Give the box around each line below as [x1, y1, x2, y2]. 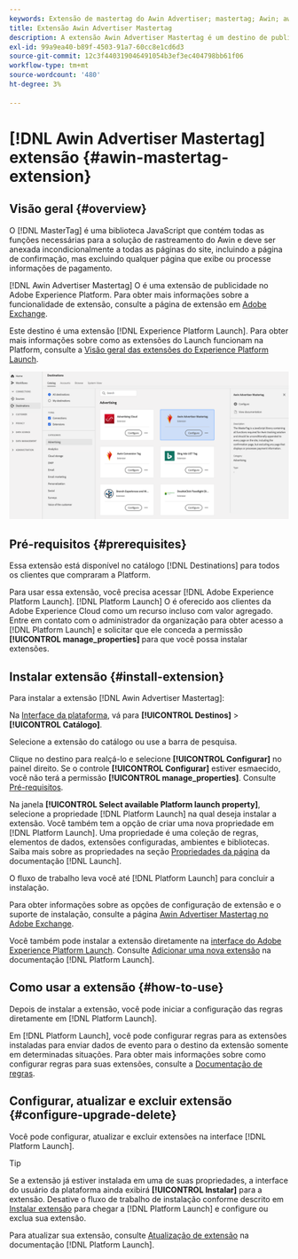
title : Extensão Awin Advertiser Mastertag [9, 23, 173, 33]
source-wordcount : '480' [9, 71, 101, 80]
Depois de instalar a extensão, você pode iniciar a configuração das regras [9, 1003, 284, 1014]
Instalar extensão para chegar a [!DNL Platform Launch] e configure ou [9, 1203, 269, 1214]
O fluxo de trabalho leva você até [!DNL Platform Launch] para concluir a [9, 873, 275, 884]
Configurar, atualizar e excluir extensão [9, 1094, 232, 1109]
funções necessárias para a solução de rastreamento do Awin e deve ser [9, 234, 277, 245]
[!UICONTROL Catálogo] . [9, 720, 103, 730]
